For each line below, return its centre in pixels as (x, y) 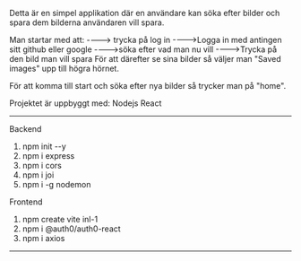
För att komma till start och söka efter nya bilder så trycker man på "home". (148, 86)
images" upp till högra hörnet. (64, 68)
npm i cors (42, 165)
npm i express (48, 156)
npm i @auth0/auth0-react (71, 229)
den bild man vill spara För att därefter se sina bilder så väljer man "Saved (146, 59)
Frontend (26, 202)
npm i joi (38, 175)
